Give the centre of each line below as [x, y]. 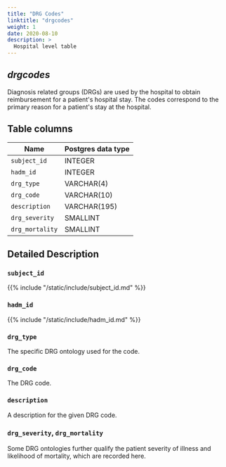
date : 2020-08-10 [33, 33]
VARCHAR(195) [91, 206]
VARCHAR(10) [88, 195]
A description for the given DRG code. [62, 415]
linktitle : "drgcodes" [40, 20]
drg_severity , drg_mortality [55, 433]
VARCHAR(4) [86, 184]
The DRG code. [29, 383]
